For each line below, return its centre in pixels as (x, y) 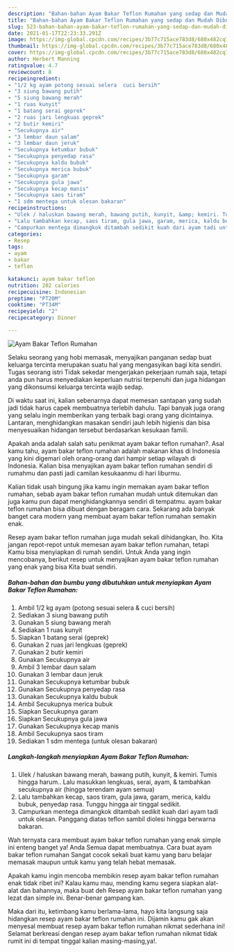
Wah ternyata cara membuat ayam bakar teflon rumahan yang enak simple (115, 840)
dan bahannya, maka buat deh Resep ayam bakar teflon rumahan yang (121, 890)
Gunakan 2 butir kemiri (50, 652)
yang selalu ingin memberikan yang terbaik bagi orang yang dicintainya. (111, 415)
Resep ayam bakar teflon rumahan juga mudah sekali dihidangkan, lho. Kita (116, 537)
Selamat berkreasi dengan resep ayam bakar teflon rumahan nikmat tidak (113, 933)
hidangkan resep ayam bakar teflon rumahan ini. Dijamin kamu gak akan (111, 919)
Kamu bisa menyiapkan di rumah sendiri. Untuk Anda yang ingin (100, 552)
